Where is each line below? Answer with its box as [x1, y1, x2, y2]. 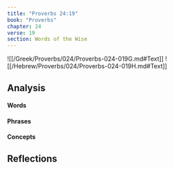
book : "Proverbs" [7, 17, 57, 23]
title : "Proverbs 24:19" [7, 10, 78, 17]
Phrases [7, 117, 32, 125]
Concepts [7, 132, 36, 141]
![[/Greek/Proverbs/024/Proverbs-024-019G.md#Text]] [7, 54, 164, 63]
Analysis [7, 82, 46, 94]
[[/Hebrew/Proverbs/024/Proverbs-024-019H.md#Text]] [7, 62, 167, 70]
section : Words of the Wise [7, 36, 88, 43]
